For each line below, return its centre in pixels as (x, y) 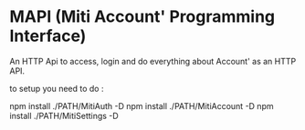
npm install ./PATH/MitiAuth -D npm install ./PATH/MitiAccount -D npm (142, 105)
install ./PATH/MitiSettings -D (64, 115)
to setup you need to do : (57, 88)
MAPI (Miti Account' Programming (142, 17)
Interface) (48, 36)
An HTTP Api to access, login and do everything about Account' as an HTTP (153, 61)
